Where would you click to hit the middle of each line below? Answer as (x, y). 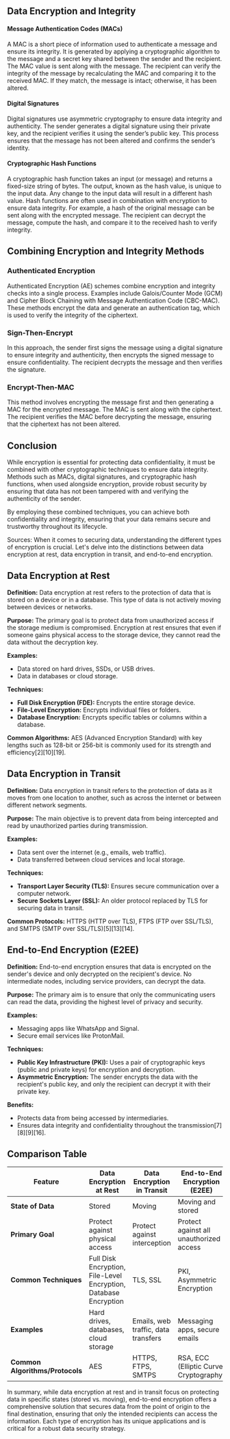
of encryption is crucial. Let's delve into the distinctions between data (105, 547)
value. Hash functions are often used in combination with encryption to (107, 201)
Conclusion (32, 445)
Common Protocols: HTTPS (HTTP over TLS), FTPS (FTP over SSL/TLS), (110, 921)
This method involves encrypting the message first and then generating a (111, 402)
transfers (147, 1338)
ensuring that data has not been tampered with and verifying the (98, 491)
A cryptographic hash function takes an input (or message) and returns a (110, 179)
